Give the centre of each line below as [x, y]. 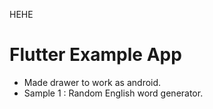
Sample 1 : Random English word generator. [113, 93]
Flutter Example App [95, 55]
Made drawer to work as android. [92, 82]
